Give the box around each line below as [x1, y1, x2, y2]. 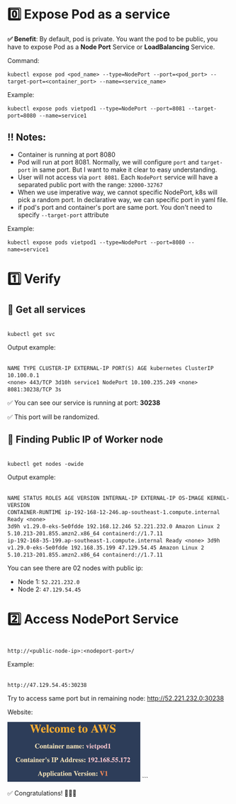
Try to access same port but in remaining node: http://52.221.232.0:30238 [7, 693, 225, 703]
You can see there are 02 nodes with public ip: [7, 564, 143, 572]
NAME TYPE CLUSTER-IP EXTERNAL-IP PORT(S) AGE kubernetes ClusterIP [7, 364, 214, 372]
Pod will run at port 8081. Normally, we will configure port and [17, 157, 200, 166]
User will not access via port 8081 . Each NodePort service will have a [17, 172, 218, 182]
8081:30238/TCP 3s [7, 386, 62, 393]
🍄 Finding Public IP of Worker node [7, 434, 164, 446]
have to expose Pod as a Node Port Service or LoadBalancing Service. [7, 43, 215, 51]
